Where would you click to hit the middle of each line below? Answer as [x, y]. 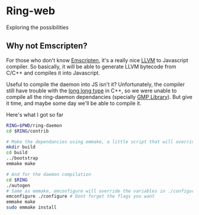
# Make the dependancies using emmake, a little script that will [90, 142]
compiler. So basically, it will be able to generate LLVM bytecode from [91, 66]
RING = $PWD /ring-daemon [34, 126]
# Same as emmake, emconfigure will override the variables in [86, 191]
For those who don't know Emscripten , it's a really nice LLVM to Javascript [97, 60]
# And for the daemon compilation [49, 174]
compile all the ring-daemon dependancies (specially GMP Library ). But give [99, 97]
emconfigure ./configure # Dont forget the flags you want [81, 197]
